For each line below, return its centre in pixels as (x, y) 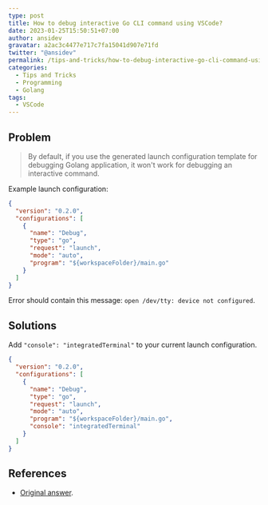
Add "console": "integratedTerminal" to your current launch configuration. (133, 345)
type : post (26, 16)
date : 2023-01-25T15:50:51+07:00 (64, 30)
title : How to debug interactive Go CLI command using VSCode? (116, 23)
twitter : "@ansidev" (43, 53)
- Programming (39, 82)
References (37, 473)
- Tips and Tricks (46, 75)
